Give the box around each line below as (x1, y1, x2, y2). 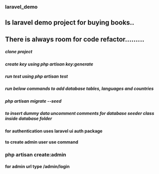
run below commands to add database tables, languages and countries (5, 86, 154, 91)
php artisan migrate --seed (5, 98, 62, 104)
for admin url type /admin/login (5, 163, 70, 169)
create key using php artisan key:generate (5, 61, 94, 67)
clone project (5, 49, 33, 55)
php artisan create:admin (5, 152, 66, 158)
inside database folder (5, 116, 52, 122)
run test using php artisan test (5, 73, 68, 79)
